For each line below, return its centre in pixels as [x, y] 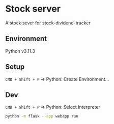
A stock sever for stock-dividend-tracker [48, 23]
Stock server [33, 9]
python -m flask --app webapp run [42, 116]
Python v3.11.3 [20, 51]
